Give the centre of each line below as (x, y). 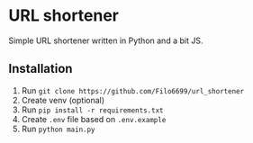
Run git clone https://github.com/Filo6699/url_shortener (133, 90)
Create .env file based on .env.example (94, 119)
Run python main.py (58, 129)
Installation (41, 69)
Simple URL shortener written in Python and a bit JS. (106, 40)
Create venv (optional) (63, 100)
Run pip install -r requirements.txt (92, 110)
